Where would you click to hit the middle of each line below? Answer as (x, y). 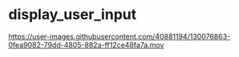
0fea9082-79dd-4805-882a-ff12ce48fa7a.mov (86, 44)
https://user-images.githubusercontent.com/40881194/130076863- (119, 36)
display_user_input (73, 15)
